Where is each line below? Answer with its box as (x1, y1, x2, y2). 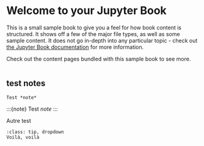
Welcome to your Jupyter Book (6, 4, 167, 18)
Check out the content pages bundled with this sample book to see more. (6, 55, 191, 62)
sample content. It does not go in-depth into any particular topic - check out (6, 37, 198, 44)
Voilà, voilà (6, 134, 40, 141)
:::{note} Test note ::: (6, 105, 58, 112)
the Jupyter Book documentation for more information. (6, 43, 144, 51)
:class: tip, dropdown (6, 129, 64, 135)
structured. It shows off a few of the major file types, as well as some (6, 30, 180, 37)
